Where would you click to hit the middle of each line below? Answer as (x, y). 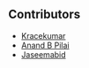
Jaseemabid (44, 54)
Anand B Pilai (45, 45)
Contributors (44, 15)
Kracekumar (43, 35)
